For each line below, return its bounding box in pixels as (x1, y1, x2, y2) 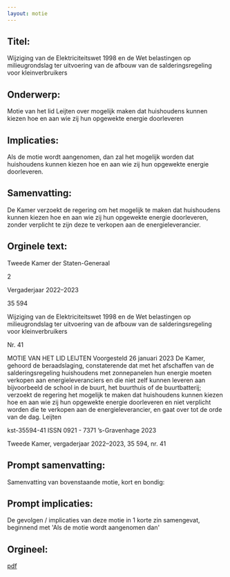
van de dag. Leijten (7, 413, 62, 421)
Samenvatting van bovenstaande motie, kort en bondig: (7, 477, 165, 486)
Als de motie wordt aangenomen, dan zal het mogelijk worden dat (7, 153, 195, 161)
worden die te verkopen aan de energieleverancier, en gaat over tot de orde (7, 405, 222, 413)
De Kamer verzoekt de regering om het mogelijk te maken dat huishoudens (7, 205, 221, 214)
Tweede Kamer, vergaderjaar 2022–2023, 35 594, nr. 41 (7, 439, 166, 448)
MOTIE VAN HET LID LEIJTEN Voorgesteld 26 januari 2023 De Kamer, (7, 354, 206, 362)
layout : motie (7, 10, 48, 17)
